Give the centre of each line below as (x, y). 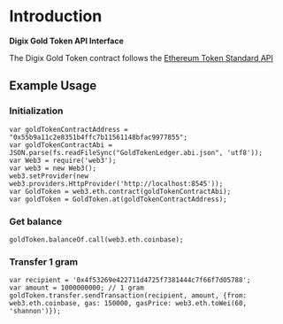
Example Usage (53, 86)
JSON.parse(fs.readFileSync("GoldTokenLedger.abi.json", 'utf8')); (136, 152)
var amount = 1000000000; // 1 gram (76, 288)
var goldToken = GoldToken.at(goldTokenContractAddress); (118, 199)
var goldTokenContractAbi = (61, 145)
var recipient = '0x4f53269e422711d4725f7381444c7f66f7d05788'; (130, 281)
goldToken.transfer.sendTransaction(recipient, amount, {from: (128, 296)
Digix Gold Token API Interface (66, 41)
